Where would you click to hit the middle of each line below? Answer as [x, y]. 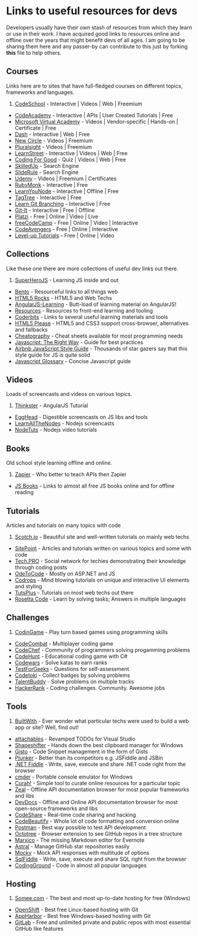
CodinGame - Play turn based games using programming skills [91, 632]
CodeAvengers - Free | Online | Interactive [66, 229]
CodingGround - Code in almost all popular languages [81, 865]
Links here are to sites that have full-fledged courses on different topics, [94, 86]
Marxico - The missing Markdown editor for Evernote [79, 840]
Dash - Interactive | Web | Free [52, 134]
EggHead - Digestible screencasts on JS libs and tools [81, 417]
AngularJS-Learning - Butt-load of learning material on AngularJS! [95, 304]
